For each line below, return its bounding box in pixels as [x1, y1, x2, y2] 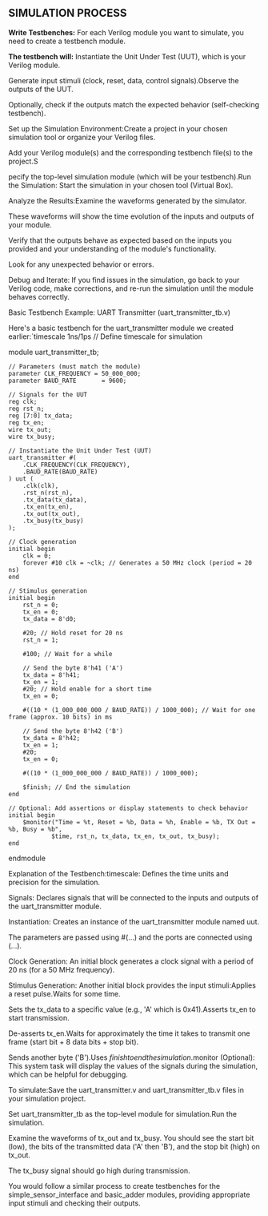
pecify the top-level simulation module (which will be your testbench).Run [8, 171, 252, 181]
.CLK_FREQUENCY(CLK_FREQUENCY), [22, 461, 130, 469]
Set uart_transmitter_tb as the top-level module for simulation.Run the [8, 1109, 238, 1118]
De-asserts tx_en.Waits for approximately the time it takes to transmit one [8, 1029, 250, 1038]
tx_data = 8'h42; [22, 734, 81, 742]
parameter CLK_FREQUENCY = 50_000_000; [8, 369, 142, 377]
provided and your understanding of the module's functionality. [8, 244, 217, 253]
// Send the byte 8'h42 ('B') [22, 727, 124, 735]
